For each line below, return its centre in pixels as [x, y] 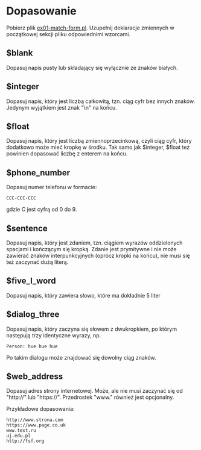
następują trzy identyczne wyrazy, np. [54, 335]
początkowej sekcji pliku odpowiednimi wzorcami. [69, 34]
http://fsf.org [25, 441]
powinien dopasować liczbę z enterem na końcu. [67, 154]
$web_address [35, 377]
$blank [20, 53]
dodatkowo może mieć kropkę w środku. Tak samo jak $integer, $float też [98, 147]
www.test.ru [21, 431]
